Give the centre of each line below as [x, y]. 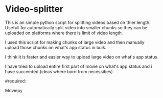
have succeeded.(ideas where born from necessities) [59, 71]
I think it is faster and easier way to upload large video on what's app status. [82, 57]
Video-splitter [34, 9]
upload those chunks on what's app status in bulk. [56, 47]
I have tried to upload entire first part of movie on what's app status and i [79, 66]
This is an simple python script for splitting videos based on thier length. [78, 22]
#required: [16, 81]
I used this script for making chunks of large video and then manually [75, 42]
